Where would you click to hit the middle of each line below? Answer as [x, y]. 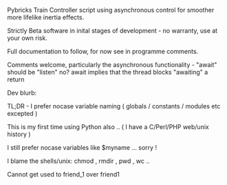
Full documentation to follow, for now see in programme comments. [103, 51]
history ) [19, 134]
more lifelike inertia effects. [46, 17]
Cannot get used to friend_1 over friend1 [64, 174]
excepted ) [22, 114]
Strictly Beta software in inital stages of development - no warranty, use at [112, 31]
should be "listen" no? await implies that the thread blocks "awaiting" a [108, 72]
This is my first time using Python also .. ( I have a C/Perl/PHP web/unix [108, 127]
